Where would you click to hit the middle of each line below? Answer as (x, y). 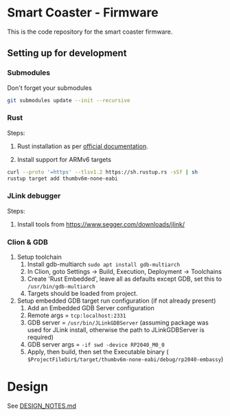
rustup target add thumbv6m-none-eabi (62, 178)
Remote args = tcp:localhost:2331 (77, 315)
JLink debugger (34, 196)
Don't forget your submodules (50, 88)
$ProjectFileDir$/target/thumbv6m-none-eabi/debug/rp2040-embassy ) (125, 359)
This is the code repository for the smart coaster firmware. (90, 32)
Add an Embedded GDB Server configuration (91, 308)
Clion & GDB (27, 242)
